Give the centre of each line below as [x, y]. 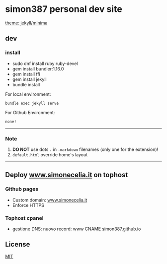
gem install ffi [26, 74]
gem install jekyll [29, 79]
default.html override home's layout [50, 154]
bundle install [26, 84]
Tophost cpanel [24, 218]
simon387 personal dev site [64, 9]
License [18, 244]
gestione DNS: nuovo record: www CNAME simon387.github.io [77, 229]
